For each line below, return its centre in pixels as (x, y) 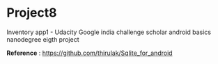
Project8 (32, 13)
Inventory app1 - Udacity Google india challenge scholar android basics (109, 32)
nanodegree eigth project (43, 39)
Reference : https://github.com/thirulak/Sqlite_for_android (89, 53)
